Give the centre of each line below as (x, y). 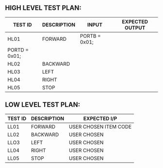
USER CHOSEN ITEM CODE (100, 127)
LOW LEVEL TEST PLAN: (43, 105)
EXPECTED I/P (100, 118)
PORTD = (18, 50)
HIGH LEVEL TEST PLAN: (43, 8)
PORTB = (90, 36)
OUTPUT (135, 28)
